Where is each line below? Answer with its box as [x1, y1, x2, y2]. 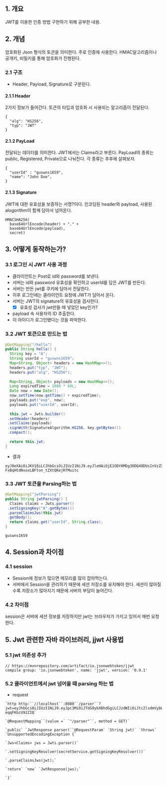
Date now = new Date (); [9, 389, 59, 393]
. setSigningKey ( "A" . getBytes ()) [7, 505, 75, 511]
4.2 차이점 [5, 601, 29, 608]
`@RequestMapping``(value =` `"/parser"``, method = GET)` [5, 718, 130, 724]
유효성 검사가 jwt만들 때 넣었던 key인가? [19, 304, 98, 310]
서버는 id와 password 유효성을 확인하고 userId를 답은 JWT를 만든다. [12, 280, 147, 286]
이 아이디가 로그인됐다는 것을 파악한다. [12, 317, 87, 323]
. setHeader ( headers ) [7, 416, 50, 421]
